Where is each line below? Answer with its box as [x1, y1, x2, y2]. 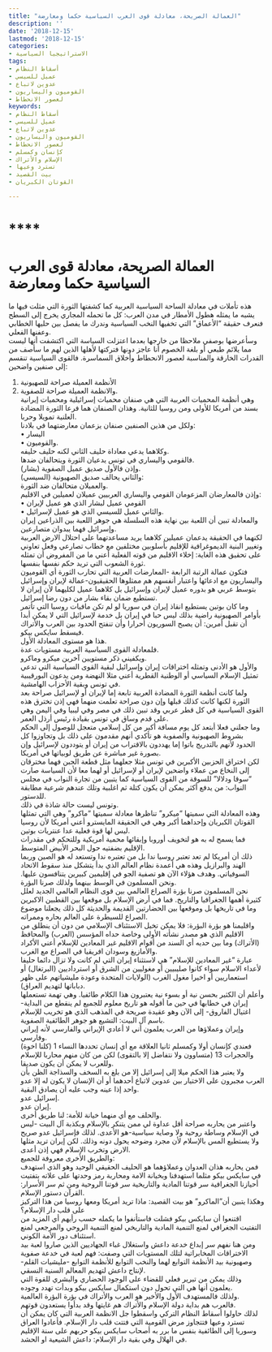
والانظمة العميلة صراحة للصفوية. [19, 386, 119, 395]
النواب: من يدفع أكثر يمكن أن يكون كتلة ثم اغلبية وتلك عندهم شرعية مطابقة [19, 782, 247, 792]
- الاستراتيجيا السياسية [8, 50, 89, 58]
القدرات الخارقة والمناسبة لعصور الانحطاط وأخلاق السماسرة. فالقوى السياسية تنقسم [8, 353, 264, 362]
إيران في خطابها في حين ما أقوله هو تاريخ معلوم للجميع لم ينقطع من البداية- [19, 998, 248, 1007]
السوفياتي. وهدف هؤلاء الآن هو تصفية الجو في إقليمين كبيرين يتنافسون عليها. [19, 869, 250, 878]
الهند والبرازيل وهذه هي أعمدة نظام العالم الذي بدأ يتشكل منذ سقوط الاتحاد [19, 860, 246, 869]
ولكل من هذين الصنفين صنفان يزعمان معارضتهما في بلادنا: [19, 420, 196, 430]
